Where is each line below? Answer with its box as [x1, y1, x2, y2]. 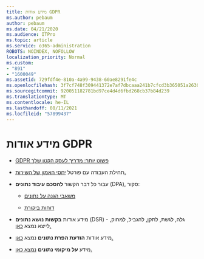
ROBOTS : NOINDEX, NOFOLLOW [6, 49, 75, 55]
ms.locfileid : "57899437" [6, 111, 72, 117]
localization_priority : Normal [6, 54, 86, 60]
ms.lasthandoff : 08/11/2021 [6, 105, 78, 111]
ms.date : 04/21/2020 [6, 26, 59, 32]
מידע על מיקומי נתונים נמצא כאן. [15, 246, 92, 253]
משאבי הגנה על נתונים [24, 192, 76, 199]
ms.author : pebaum [6, 15, 53, 21]
